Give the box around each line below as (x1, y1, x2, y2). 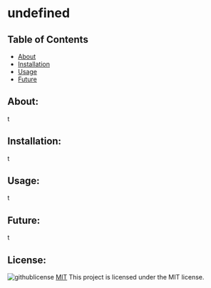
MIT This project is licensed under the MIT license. (56, 273, 205, 282)
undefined (7, 5, 70, 21)
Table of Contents (7, 34, 89, 46)
